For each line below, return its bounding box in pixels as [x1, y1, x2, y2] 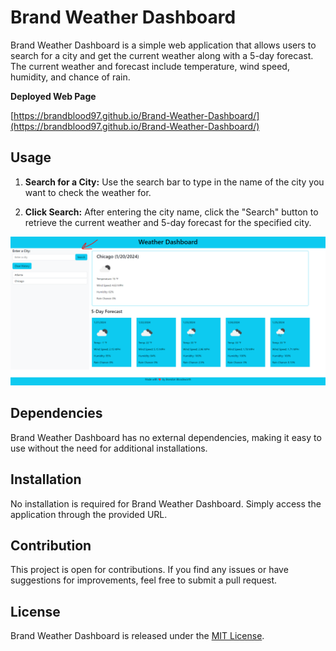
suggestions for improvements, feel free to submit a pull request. [10, 574, 278, 586]
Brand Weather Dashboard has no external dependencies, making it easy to [10, 431, 322, 443]
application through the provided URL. [10, 508, 168, 520]
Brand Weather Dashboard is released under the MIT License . [10, 630, 265, 642]
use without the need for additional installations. [10, 442, 208, 454]
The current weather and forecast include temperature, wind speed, [10, 60, 290, 72]
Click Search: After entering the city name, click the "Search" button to [24, 206, 319, 218]
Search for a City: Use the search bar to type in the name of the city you [24, 176, 325, 188]
